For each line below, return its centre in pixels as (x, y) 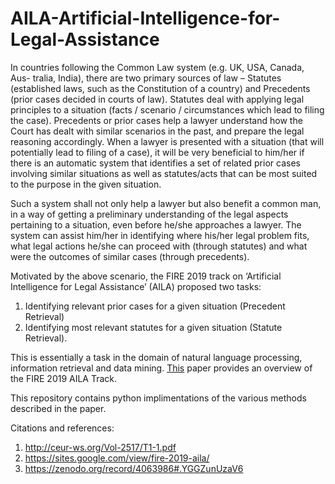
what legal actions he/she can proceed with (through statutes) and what (159, 246)
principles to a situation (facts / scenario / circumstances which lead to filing (167, 109)
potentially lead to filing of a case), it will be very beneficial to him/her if (157, 152)
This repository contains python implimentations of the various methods (158, 398)
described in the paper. (58, 408)
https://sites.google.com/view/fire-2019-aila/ (117, 458)
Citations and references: (62, 428)
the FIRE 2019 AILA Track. (64, 378)
